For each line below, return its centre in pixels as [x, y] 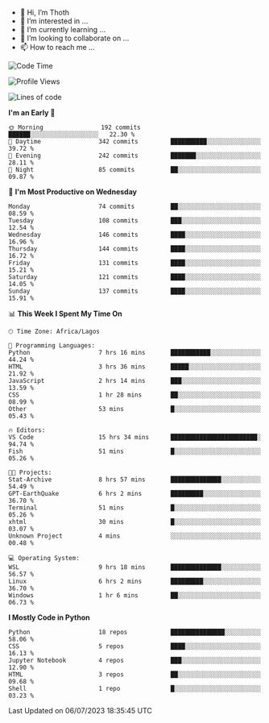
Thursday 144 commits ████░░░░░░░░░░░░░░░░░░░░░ [135, 249]
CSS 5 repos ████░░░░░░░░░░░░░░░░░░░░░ [135, 646]
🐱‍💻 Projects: [30, 472]
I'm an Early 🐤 [32, 112]
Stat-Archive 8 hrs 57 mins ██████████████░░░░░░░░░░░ [135, 480]
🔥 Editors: [27, 430]
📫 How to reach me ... [57, 47]
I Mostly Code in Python [49, 617]
